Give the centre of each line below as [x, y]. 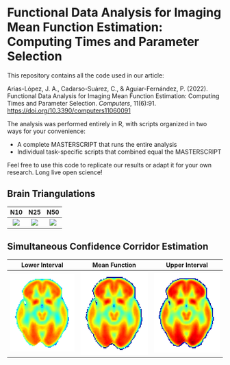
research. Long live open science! [55, 172]
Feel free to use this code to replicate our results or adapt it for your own [110, 165]
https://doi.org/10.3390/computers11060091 [69, 110]
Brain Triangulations [51, 194]
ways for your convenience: [46, 131]
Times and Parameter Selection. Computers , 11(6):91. [81, 103]
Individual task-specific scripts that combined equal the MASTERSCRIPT [119, 152]
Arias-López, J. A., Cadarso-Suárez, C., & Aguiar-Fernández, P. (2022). [107, 89]
